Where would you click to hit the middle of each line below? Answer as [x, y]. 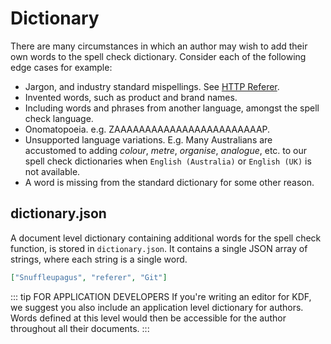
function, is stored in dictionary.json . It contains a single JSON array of [159, 248]
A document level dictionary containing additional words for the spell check [166, 238]
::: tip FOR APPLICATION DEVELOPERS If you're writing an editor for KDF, [161, 296]
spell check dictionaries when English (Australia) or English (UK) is [168, 161]
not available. [52, 171]
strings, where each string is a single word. [99, 259]
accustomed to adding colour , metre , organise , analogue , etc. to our [166, 150]
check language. [59, 118]
